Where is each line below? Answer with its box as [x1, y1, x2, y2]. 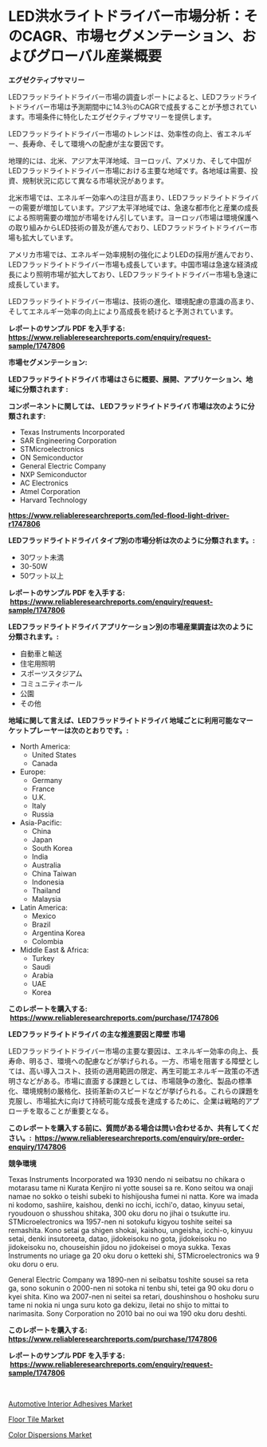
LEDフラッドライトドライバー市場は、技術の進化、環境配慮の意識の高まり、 [8, 296, 259, 306]
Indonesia [31, 877, 65, 887]
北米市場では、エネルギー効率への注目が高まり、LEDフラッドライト [8, 192, 231, 202]
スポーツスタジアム [19, 668, 83, 678]
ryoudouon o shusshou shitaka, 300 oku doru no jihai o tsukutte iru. [8, 1208, 230, 1218]
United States [31, 749, 77, 759]
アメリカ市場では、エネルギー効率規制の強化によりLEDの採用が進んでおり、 [8, 249, 258, 259]
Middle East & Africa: [19, 945, 89, 955]
